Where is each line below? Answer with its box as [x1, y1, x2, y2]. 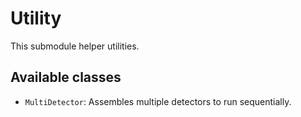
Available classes [10, 69, 122, 86]
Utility [10, 7, 62, 30]
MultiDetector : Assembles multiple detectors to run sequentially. [24, 95, 292, 107]
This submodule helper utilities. [10, 40, 140, 52]
